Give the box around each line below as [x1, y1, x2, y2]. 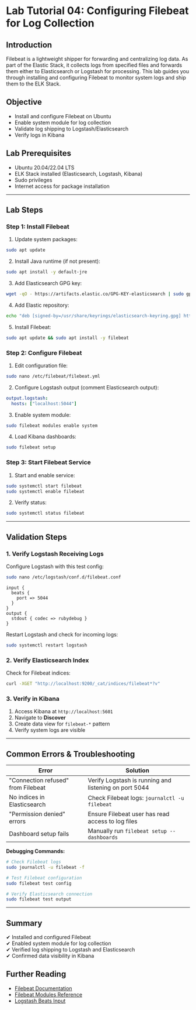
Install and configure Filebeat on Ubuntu [14, 112, 111, 119]
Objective [6, 97, 43, 107]
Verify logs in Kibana [14, 131, 65, 138]
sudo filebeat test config [6, 880, 72, 886]
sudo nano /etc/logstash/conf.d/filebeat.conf [6, 574, 121, 580]
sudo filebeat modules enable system [6, 423, 98, 429]
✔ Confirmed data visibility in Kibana [6, 953, 94, 960]
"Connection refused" [9, 776, 69, 784]
